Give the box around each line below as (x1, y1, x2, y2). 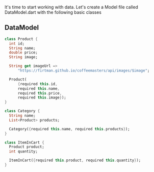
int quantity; (9, 149, 38, 154)
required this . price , (17, 91, 62, 96)
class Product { (4, 36, 38, 41)
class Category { (4, 109, 40, 114)
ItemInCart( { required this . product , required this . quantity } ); (9, 158, 141, 163)
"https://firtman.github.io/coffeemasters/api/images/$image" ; (17, 68, 150, 73)
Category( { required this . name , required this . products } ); (9, 126, 130, 131)
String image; (9, 55, 38, 60)
